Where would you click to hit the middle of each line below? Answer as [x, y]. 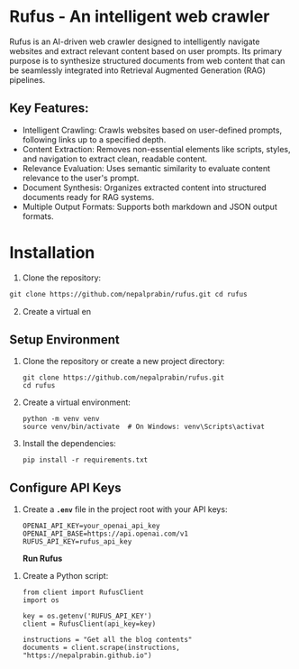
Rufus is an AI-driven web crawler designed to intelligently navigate [135, 41]
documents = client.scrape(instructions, [101, 648]
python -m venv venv [61, 419]
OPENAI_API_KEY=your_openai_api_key [91, 526]
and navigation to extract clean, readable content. [115, 159]
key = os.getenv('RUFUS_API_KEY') [87, 616]
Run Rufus [42, 559]
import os [41, 600]
